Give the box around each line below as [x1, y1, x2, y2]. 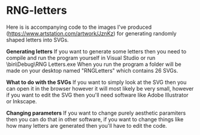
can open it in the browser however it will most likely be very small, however [6, 85, 194, 92]
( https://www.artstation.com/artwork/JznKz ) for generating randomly [6, 29, 177, 37]
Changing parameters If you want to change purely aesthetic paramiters [6, 109, 186, 116]
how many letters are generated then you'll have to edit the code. [6, 122, 168, 129]
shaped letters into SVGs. [6, 36, 69, 43]
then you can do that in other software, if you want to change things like [6, 115, 184, 123]
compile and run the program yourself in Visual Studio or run [6, 54, 156, 61]
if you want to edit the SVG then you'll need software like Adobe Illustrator [6, 91, 189, 98]
